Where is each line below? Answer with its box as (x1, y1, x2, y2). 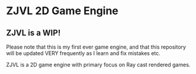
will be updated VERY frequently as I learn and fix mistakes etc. (6, 50, 161, 57)
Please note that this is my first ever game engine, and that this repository (6, 43, 187, 50)
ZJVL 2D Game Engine (6, 4, 118, 18)
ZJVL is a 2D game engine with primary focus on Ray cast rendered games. (6, 61, 191, 68)
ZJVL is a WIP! (6, 28, 61, 38)
